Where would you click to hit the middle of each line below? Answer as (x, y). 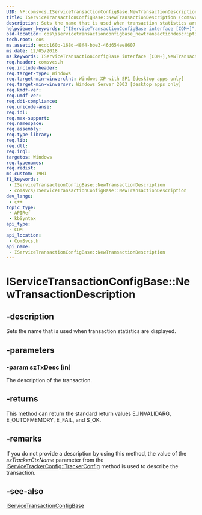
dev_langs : (20, 196)
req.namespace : (25, 124)
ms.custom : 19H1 (26, 174)
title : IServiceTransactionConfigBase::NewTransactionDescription (91, 17)
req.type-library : (29, 135)
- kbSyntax (22, 219)
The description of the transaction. (49, 380)
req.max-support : (28, 118)
